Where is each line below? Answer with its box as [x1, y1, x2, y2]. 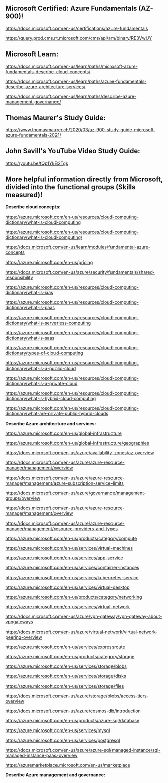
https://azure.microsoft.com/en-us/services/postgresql [5, 737, 120, 744]
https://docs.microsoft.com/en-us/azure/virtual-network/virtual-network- [5, 629, 158, 635]
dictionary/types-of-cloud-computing [5, 350, 83, 356]
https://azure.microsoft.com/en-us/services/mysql [5, 727, 110, 734]
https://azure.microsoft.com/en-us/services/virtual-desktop [5, 584, 130, 590]
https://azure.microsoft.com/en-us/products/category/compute [5, 535, 137, 542]
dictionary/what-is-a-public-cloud [5, 366, 76, 372]
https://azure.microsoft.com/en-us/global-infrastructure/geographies [5, 440, 150, 446]
